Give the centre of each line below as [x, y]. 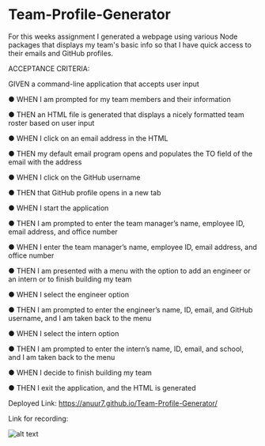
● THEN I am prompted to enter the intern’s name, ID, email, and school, [126, 349]
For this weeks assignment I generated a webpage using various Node [123, 36]
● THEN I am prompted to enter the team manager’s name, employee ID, [127, 223]
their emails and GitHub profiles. [61, 53]
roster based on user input [51, 123]
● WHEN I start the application [59, 208]
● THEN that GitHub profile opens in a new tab [85, 192]
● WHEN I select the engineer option [68, 294]
